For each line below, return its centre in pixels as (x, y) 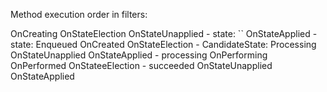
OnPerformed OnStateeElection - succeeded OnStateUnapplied (141, 65)
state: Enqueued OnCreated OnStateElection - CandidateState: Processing (163, 44)
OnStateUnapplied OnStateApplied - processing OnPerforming (139, 55)
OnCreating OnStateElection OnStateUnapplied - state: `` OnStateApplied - (164, 33)
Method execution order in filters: (79, 14)
